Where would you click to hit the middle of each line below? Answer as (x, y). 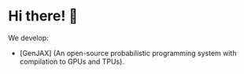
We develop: (28, 38)
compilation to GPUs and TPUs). (72, 61)
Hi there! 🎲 (43, 16)
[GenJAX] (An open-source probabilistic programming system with (128, 53)
